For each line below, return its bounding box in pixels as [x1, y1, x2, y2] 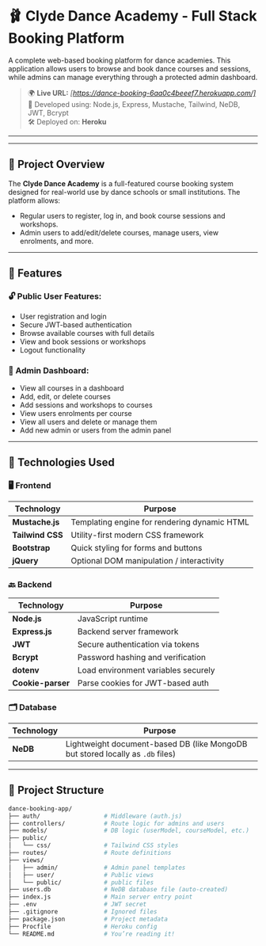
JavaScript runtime [78, 612, 148, 624]
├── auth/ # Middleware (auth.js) [8, 812, 182, 820]
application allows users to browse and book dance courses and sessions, [8, 63, 251, 73]
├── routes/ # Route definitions [8, 849, 172, 857]
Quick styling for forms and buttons [70, 543, 203, 554]
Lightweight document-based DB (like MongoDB [66, 738, 248, 750]
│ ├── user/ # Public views [8, 871, 154, 879]
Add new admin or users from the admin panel [19, 425, 172, 435]
